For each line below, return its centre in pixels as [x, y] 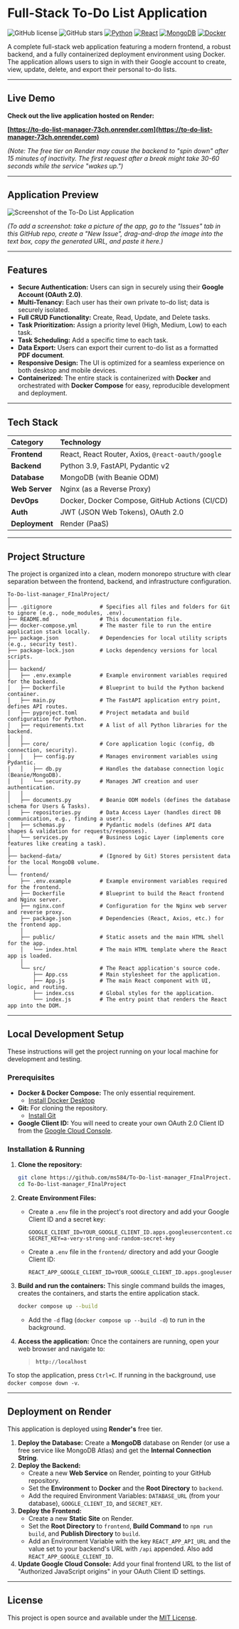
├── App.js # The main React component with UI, [122, 981]
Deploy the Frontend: [49, 1511]
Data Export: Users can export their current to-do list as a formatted [118, 348]
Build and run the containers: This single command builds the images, [121, 1286]
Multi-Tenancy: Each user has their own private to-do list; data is [113, 302]
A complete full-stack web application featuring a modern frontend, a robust [119, 46]
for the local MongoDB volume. [54, 863]
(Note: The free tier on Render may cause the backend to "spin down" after [118, 150]
